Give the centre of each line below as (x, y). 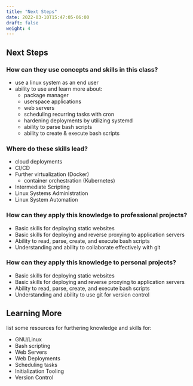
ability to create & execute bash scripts (72, 133)
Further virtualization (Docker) (52, 174)
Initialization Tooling (39, 371)
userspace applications (53, 101)
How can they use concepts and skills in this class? (82, 69)
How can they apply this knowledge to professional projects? (97, 215)
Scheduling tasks (36, 365)
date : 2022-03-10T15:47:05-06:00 (48, 17)
